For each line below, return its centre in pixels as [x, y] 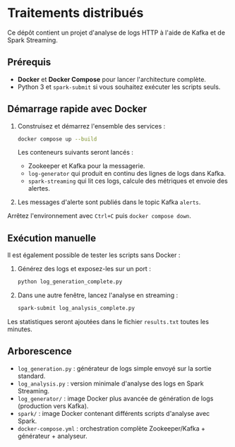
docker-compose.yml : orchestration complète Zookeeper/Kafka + [112, 428]
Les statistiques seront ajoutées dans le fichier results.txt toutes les [108, 322]
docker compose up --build [57, 139]
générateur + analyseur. [52, 436]
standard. [31, 376]
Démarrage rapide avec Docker [77, 109]
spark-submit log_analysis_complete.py [76, 309]
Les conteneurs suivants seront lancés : [76, 153]
